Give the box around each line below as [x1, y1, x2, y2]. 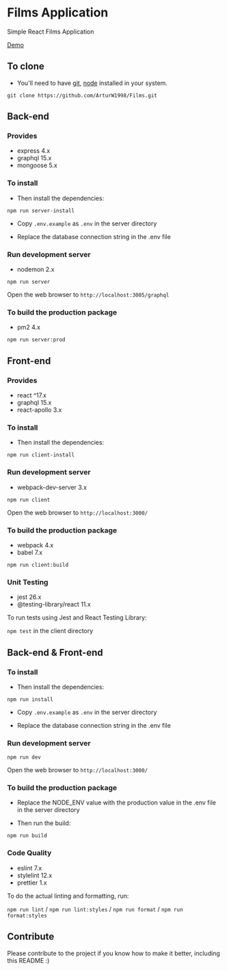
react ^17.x [16, 391, 46, 400]
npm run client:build [7, 561, 69, 568]
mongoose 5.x [16, 161, 58, 169]
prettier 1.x [16, 878, 47, 887]
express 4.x [16, 147, 51, 155]
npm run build [7, 833, 48, 839]
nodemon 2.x [16, 265, 55, 273]
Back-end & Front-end [7, 646, 104, 659]
